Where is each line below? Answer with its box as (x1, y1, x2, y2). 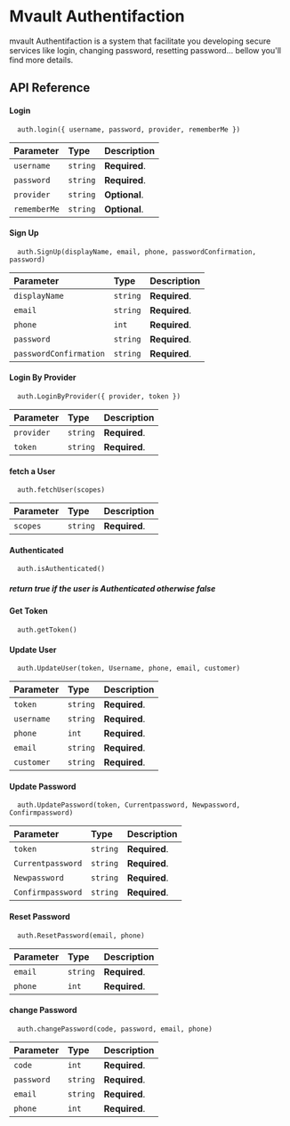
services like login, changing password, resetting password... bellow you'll (9, 44, 282, 55)
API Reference (9, 80, 91, 95)
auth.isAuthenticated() (17, 565, 105, 574)
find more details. (9, 54, 74, 65)
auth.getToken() (17, 625, 77, 634)
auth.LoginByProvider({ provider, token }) (17, 391, 181, 401)
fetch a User (9, 465, 56, 477)
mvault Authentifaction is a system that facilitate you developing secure (9, 36, 271, 46)
